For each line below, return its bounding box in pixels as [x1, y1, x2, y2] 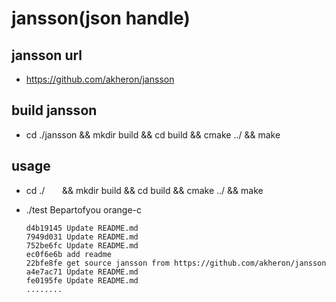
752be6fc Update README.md [25, 240, 139, 251]
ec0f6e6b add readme [25, 249, 112, 259]
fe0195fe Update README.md [25, 275, 139, 286]
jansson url [11, 47, 83, 64]
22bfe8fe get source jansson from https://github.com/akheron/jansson [25, 258, 327, 268]
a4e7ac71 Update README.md [25, 267, 139, 277]
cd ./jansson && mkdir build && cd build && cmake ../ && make [25, 128, 281, 141]
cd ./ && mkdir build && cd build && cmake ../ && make [25, 184, 264, 196]
